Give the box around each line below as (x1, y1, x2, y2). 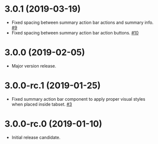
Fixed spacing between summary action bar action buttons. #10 (11, 30, 139, 36)
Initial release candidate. (11, 134, 61, 140)
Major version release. (11, 63, 57, 69)
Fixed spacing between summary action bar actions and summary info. (11, 19, 154, 25)
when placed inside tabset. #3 (11, 101, 72, 107)
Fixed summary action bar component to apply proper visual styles (11, 96, 146, 102)
